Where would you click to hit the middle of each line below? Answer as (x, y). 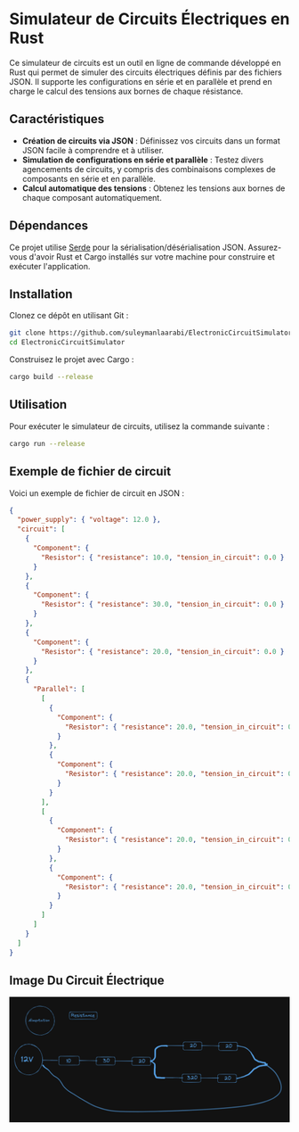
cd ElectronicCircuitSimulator (67, 343)
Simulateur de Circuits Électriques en (150, 19)
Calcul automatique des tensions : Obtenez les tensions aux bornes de (154, 188)
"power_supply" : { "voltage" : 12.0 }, (89, 520)
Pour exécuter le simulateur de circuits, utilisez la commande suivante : (139, 426)
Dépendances (49, 226)
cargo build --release (51, 377)
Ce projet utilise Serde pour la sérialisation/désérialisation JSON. (128, 247)
